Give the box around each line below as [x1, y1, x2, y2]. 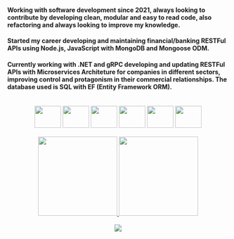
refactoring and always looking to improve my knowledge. [7, 20, 181, 29]
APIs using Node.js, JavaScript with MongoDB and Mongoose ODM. [7, 44, 209, 53]
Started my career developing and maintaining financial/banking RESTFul [7, 37, 226, 45]
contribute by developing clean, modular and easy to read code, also [7, 13, 212, 21]
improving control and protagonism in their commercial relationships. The [7, 75, 227, 84]
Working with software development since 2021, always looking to [7, 6, 206, 14]
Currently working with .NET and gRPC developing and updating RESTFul [7, 60, 226, 68]
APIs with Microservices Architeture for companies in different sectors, [7, 67, 221, 76]
